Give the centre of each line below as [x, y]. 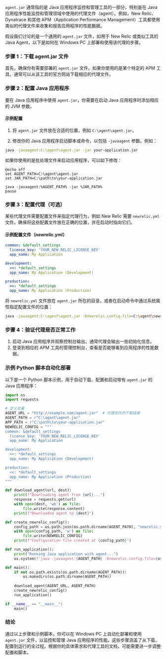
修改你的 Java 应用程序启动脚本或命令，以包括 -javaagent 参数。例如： [85, 141]
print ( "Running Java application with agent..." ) [66, 554]
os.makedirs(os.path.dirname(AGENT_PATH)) [67, 577]
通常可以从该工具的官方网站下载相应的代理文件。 [63, 74]
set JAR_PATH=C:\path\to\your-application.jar [54, 178]
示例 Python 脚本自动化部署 [38, 368]
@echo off [15, 169]
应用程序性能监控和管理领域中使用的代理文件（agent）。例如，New [73, 13]
